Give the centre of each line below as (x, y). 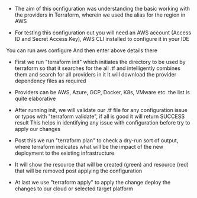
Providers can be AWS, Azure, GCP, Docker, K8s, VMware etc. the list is (102, 92)
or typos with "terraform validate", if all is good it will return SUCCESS (100, 116)
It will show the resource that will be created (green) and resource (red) (102, 165)
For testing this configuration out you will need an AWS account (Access (103, 33)
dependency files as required (50, 81)
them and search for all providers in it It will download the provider (95, 74)
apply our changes (38, 129)
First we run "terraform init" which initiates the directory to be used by (100, 62)
